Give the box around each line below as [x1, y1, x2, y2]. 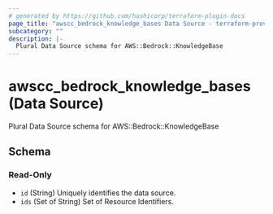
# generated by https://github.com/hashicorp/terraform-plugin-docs [8, 11, 245, 20]
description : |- [8, 34, 63, 43]
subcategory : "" [8, 27, 63, 35]
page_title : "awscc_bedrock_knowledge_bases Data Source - [8, 20, 213, 28]
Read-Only [8, 169, 53, 181]
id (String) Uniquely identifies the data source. [19, 188, 176, 198]
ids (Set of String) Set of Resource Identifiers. [19, 196, 175, 206]
